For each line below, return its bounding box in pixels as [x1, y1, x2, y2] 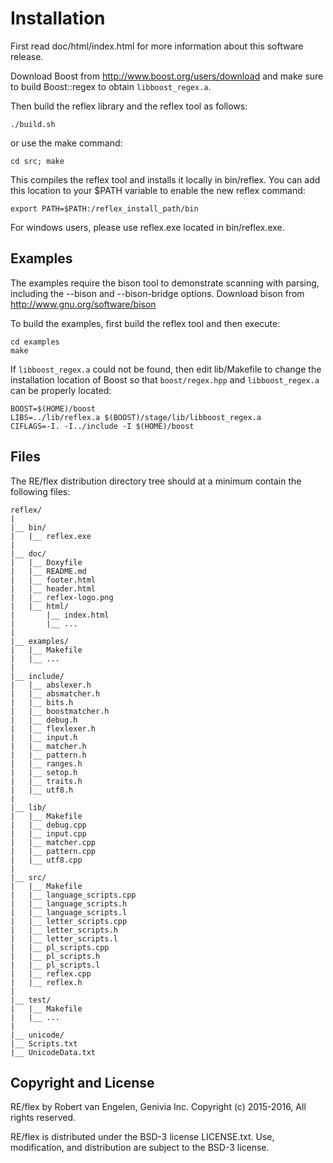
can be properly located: [10, 384, 112, 396]
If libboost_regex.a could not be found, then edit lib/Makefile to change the [10, 363, 322, 375]
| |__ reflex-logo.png [10, 592, 114, 602]
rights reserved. [10, 1112, 77, 1124]
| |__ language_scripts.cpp [10, 890, 137, 900]
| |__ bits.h [10, 697, 74, 707]
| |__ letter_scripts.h [10, 925, 118, 935]
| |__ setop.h [10, 767, 78, 777]
